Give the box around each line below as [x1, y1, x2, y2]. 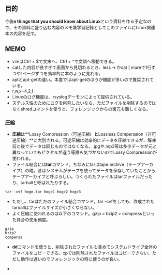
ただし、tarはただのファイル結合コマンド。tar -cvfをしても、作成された [12, 198, 155, 204]
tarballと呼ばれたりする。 [20, 179, 72, 185]
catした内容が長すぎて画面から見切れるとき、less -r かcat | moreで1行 [12, 65, 151, 70]
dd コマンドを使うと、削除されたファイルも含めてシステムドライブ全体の [12, 244, 157, 250]
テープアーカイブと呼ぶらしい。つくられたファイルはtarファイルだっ [12, 174, 148, 179]
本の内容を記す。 [5, 31, 39, 36]
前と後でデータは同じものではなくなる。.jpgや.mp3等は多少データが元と [12, 143, 157, 149]
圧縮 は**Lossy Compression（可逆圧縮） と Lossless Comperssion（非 [12, 131, 152, 137]
